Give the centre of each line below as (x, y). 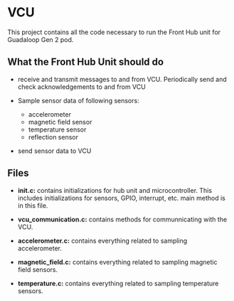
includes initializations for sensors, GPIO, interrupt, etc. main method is (121, 198)
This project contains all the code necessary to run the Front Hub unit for (114, 32)
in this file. (33, 205)
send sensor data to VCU (54, 151)
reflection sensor (53, 137)
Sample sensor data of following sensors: (79, 100)
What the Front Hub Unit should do (86, 62)
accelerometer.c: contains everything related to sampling (102, 241)
